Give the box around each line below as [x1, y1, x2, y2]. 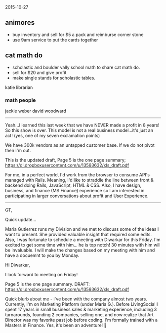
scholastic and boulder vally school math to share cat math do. [12, 64, 140, 70]
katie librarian [5, 84, 33, 90]
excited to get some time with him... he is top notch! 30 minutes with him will [5, 242, 161, 248]
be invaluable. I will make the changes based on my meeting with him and [5, 247, 155, 253]
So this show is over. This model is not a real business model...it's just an [5, 127, 153, 133]
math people [5, 96, 36, 103]
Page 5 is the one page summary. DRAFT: [5, 281, 90, 287]
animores [5, 18, 35, 27]
